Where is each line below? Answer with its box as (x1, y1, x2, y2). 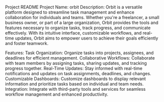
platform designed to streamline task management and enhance (5, 9, 135, 15)
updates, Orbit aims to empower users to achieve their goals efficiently (15, 35, 159, 41)
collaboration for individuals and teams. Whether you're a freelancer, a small (5, 15, 160, 20)
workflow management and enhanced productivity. (5, 91, 109, 97)
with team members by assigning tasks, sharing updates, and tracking (5, 61, 147, 66)
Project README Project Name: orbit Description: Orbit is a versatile (5, 4, 142, 10)
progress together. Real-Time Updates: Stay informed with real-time (5, 65, 142, 71)
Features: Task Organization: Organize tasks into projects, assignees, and (5, 50, 154, 56)
